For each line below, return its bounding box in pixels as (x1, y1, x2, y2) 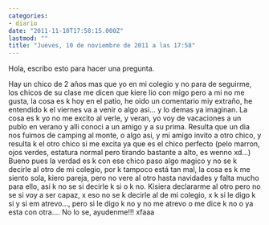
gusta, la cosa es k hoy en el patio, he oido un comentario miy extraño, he (8, 96, 253, 106)
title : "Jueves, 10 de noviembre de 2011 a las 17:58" (8, 42, 196, 50)
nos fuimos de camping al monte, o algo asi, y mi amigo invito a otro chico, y (8, 130, 262, 141)
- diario (8, 19, 38, 27)
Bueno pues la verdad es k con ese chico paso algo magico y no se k (8, 156, 238, 166)
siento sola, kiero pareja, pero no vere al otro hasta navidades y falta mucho (8, 174, 259, 183)
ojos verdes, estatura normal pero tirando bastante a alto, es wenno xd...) (8, 148, 251, 157)
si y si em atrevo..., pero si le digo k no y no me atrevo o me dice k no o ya (8, 198, 254, 209)
